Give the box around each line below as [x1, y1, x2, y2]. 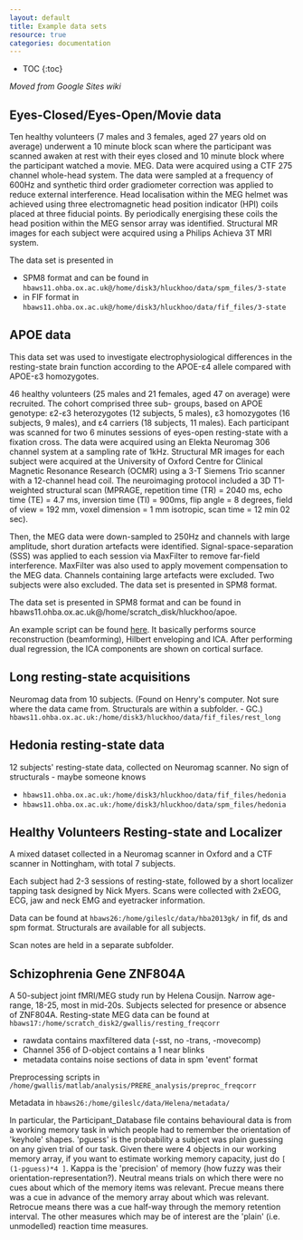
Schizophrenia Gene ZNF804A [9, 966, 185, 982]
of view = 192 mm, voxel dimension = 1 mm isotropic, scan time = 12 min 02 [9, 504, 291, 515]
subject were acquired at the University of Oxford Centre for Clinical [9, 455, 264, 467]
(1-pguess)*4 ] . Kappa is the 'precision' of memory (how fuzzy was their [9, 1163, 282, 1174]
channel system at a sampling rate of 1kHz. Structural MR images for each [9, 446, 285, 457]
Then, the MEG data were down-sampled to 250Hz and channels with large [9, 531, 290, 542]
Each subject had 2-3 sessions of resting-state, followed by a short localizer [9, 876, 294, 886]
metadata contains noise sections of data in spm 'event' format [22, 1054, 258, 1065]
